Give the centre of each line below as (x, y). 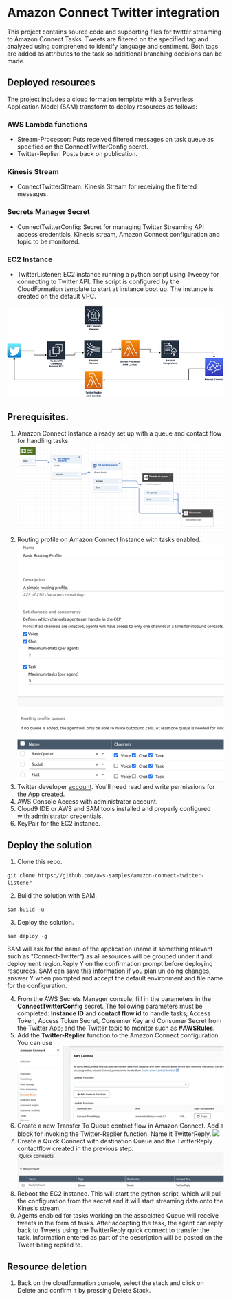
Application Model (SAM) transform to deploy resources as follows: (102, 106)
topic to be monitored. (48, 241)
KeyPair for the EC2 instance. (59, 824)
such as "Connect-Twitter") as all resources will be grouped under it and (110, 956)
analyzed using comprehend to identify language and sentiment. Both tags (113, 46)
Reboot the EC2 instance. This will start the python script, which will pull (119, 1194)
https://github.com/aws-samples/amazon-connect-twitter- (121, 876)
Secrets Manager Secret (49, 212)
